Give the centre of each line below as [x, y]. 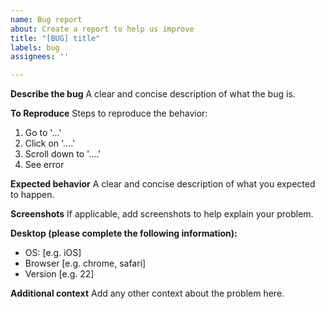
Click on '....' [50, 143]
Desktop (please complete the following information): [124, 233]
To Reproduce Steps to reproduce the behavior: [109, 113]
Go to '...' [43, 133]
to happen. [32, 195]
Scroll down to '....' [63, 154]
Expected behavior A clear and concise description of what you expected [163, 184]
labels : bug [35, 47]
